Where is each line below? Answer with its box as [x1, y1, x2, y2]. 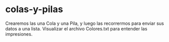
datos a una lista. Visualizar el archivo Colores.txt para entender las [5, 25, 147, 31]
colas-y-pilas [5, 4, 63, 15]
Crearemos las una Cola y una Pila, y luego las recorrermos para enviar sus [5, 20, 164, 26]
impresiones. [5, 31, 33, 37]
